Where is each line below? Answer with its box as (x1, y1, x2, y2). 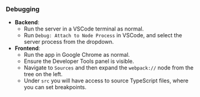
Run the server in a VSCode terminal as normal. (23, 25, 144, 32)
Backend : (14, 19, 40, 26)
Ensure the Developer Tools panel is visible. (23, 57, 134, 65)
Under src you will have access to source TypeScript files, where (23, 77, 188, 84)
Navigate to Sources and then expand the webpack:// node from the (23, 64, 194, 71)
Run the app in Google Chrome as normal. (23, 51, 130, 59)
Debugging (6, 5, 40, 13)
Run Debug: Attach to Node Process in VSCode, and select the (23, 32, 182, 39)
